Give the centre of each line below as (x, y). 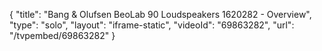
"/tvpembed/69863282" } (62, 35)
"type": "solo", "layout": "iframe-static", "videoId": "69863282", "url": (152, 25)
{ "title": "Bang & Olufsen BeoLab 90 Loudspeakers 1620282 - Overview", (160, 14)
